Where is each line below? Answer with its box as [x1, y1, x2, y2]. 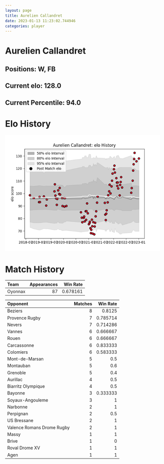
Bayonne [7, 390, 26, 396]
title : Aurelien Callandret [5, 13, 63, 18]
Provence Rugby [7, 315, 41, 321]
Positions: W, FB [5, 65, 56, 73]
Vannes [7, 329, 23, 334]
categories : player [5, 24, 45, 29]
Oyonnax [7, 289, 26, 295]
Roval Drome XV [7, 445, 40, 451]
